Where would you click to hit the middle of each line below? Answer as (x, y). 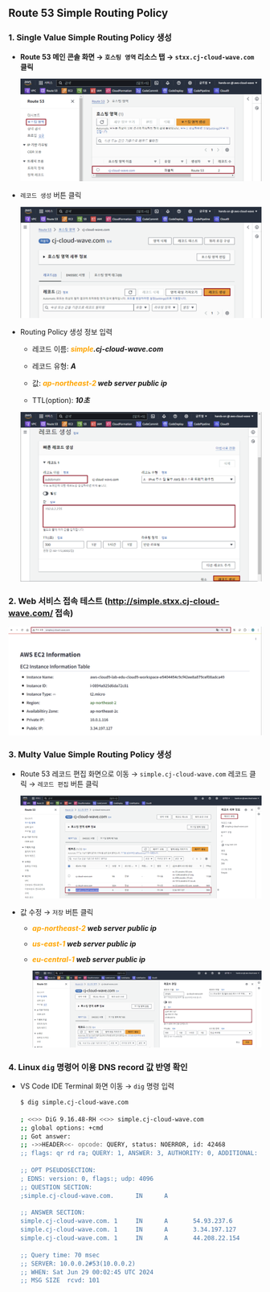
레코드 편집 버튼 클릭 (68, 784)
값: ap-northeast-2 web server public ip (99, 383)
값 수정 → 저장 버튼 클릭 (57, 911)
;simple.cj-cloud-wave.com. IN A (94, 1195)
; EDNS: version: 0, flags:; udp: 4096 (87, 1179)
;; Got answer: (45, 1136)
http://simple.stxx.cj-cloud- (163, 601)
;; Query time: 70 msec (60, 1255)
